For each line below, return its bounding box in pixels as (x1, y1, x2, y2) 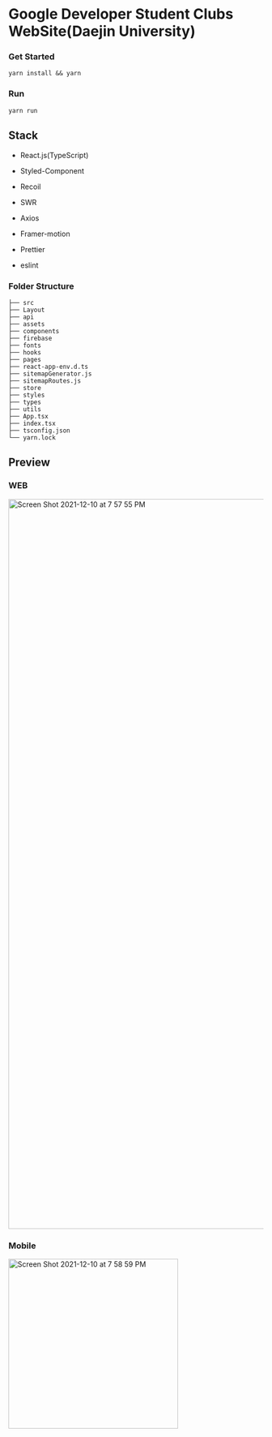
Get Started (8, 51, 55, 62)
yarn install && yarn (8, 70, 82, 78)
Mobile (8, 1240, 36, 1251)
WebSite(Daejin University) (8, 22, 196, 41)
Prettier (19, 244, 45, 254)
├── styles (8, 391, 45, 399)
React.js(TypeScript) (19, 150, 89, 160)
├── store (8, 384, 42, 392)
